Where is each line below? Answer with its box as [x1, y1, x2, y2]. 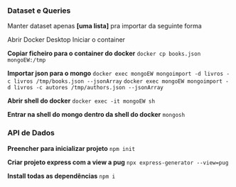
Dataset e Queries [7, 6, 71, 16]
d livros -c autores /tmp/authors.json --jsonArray [7, 84, 163, 91]
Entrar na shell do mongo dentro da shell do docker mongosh [7, 110, 186, 119]
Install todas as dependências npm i [7, 171, 116, 180]
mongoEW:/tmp [7, 57, 46, 64]
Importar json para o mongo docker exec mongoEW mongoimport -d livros [7, 69, 224, 78]
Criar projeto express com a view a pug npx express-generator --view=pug [7, 158, 229, 166]
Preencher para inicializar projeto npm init [7, 144, 136, 152]
